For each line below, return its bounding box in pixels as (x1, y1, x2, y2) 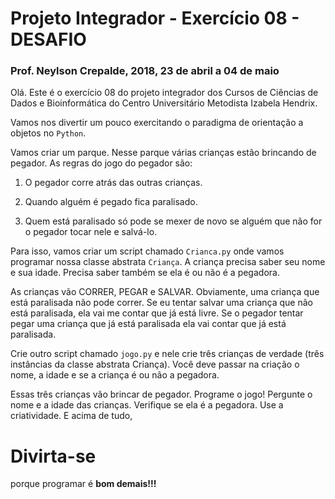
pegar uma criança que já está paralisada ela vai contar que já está (10, 318, 287, 330)
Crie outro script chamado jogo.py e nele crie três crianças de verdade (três (10, 348, 325, 360)
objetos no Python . (10, 127, 87, 139)
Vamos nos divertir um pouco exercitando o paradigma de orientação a (10, 117, 304, 129)
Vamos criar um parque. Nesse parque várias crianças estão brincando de (10, 147, 317, 159)
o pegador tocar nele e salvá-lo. (24, 226, 158, 238)
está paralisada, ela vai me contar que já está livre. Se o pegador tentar (10, 307, 304, 319)
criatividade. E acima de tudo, (10, 410, 133, 422)
